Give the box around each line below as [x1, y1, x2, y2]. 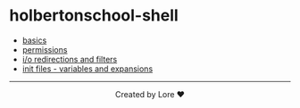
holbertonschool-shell [9, 5, 179, 26]
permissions [21, 44, 68, 54]
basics [21, 35, 47, 46]
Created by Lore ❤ [114, 88, 186, 99]
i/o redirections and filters [21, 54, 118, 64]
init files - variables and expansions [21, 63, 154, 74]
